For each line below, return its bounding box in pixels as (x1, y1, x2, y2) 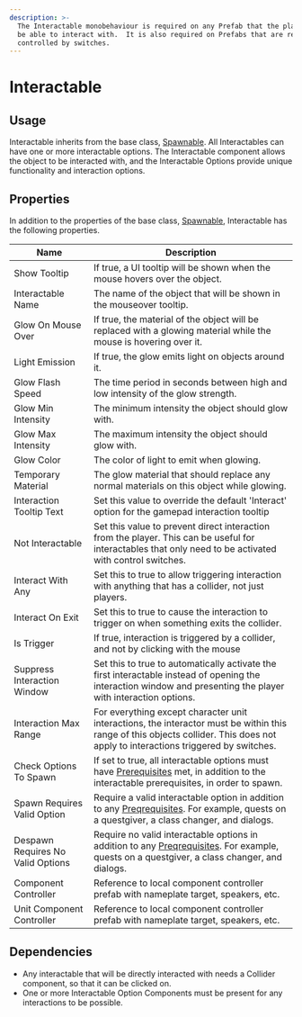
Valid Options (13, 857, 70, 869)
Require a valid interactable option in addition (93, 791, 285, 804)
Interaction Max (13, 717, 80, 730)
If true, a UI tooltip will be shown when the (93, 262, 271, 274)
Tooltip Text (13, 506, 64, 518)
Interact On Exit (13, 611, 79, 624)
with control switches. (93, 554, 186, 567)
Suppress (13, 663, 55, 676)
